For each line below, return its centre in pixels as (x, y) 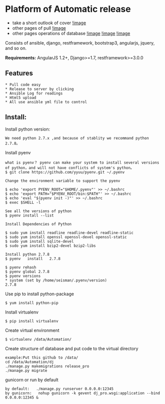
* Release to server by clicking (40, 89)
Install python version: (28, 129)
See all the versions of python (38, 211)
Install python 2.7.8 (27, 254)
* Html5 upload (21, 97)
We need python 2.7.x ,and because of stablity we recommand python (77, 138)
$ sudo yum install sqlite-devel (40, 241)
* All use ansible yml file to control (46, 102)
